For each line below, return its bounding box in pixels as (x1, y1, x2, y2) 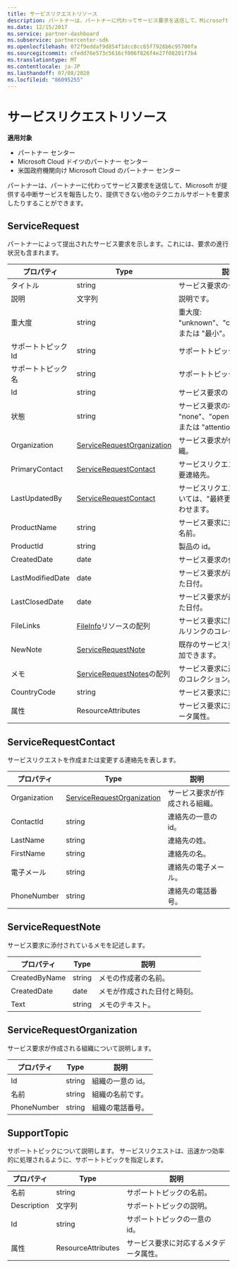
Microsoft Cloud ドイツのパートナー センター (17, 157, 149, 166)
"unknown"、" (178, 318, 226, 328)
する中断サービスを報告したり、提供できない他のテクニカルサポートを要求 (13, 190, 230, 199)
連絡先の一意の (167, 812, 217, 822)
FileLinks (11, 621, 41, 630)
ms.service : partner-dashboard (7, 30, 99, 38)
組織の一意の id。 (91, 1076, 150, 1086)
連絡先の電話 (167, 886, 210, 896)
